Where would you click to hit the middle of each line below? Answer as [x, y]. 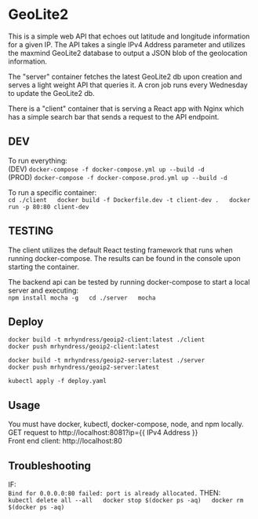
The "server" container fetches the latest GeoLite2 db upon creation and [125, 76]
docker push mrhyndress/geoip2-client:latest [84, 347]
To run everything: [38, 160]
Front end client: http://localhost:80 [65, 441]
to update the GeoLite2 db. [52, 93]
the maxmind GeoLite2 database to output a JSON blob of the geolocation [128, 53]
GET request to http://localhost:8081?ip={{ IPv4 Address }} [103, 432]
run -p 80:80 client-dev [49, 207]
